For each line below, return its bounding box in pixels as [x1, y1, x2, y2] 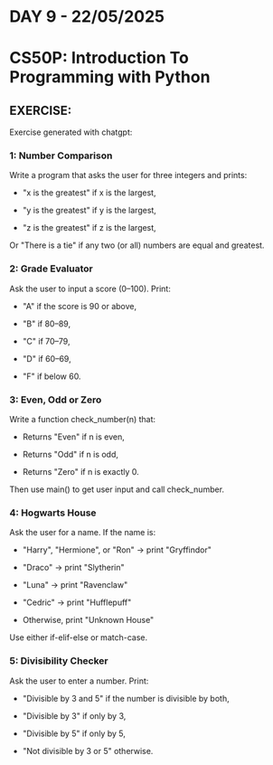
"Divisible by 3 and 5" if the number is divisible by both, [22, 693, 230, 704]
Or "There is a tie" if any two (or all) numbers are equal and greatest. [9, 240, 265, 250]
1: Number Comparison [9, 149, 113, 162]
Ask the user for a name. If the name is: [9, 527, 156, 538]
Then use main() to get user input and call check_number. [9, 484, 224, 495]
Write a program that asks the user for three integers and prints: [9, 170, 248, 181]
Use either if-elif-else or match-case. [9, 632, 147, 643]
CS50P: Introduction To [9, 48, 190, 69]
